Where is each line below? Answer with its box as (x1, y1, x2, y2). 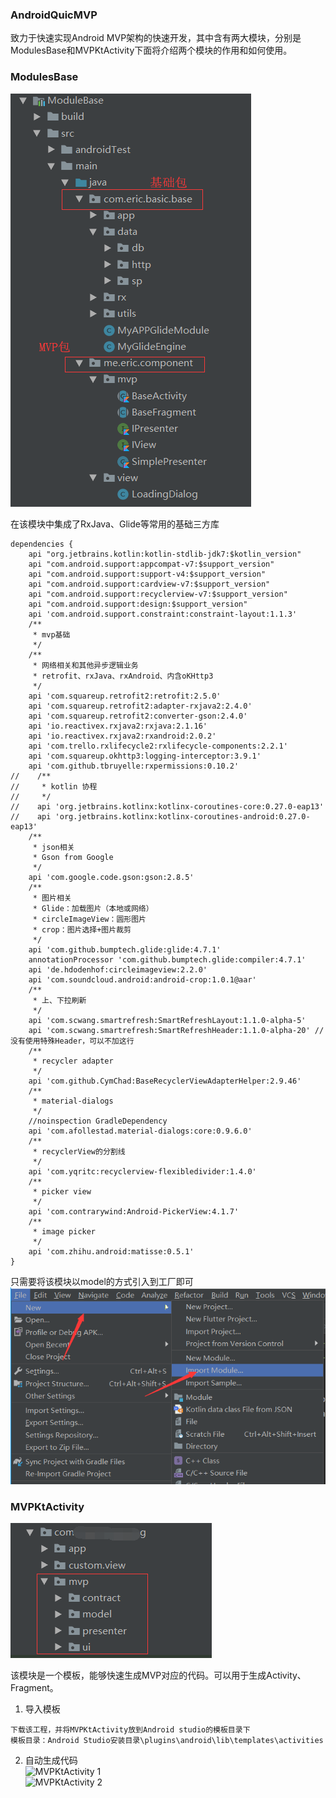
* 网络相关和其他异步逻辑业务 (32, 660, 139, 670)
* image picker (32, 1226, 97, 1237)
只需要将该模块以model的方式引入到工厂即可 (10, 1275, 194, 1287)
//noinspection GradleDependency (28, 1116, 168, 1126)
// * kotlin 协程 (10, 781, 98, 792)
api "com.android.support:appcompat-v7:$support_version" (28, 559, 275, 569)
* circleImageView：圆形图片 (32, 914, 147, 924)
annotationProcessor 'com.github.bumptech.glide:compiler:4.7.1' (28, 954, 307, 965)
